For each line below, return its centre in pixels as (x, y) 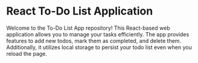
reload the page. (27, 53)
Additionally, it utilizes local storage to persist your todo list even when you (99, 47)
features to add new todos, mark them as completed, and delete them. (94, 41)
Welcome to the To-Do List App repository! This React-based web (88, 28)
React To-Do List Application (80, 11)
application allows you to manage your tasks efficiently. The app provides (98, 34)
